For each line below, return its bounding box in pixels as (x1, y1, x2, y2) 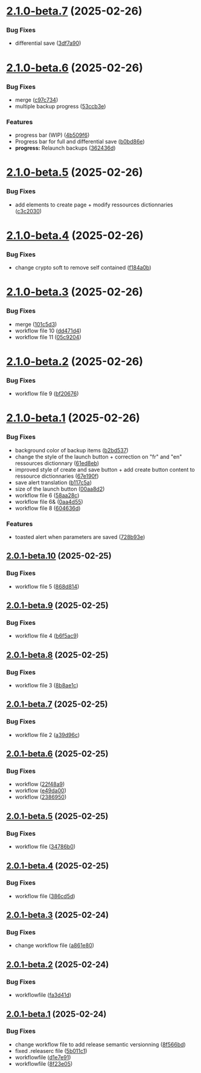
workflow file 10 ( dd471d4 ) (14, 327, 81, 334)
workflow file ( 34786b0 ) (14, 843, 76, 850)
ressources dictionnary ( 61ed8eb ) (14, 459, 100, 467)
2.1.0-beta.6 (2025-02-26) (6, 61, 143, 74)
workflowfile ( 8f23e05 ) (14, 1060, 73, 1067)
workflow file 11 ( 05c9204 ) (14, 333, 81, 340)
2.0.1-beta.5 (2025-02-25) (6, 811, 109, 821)
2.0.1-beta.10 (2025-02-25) (6, 551, 112, 561)
